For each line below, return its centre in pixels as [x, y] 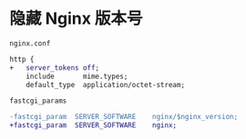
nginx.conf [30, 43]
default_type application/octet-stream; [105, 84]
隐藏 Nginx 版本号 [76, 19]
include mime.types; [77, 76]
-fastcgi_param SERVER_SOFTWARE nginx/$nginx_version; [124, 117]
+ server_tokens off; [55, 68]
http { [22, 59]
